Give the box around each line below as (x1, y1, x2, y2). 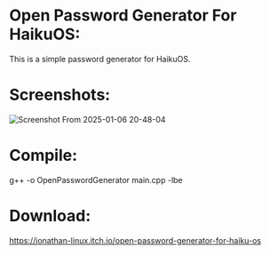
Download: (9, 206, 91, 226)
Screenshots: (9, 85, 111, 105)
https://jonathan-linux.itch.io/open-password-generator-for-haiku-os (9, 235, 262, 245)
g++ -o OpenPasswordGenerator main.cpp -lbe (9, 174, 184, 185)
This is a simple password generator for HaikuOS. (9, 53, 191, 64)
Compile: (9, 146, 78, 165)
